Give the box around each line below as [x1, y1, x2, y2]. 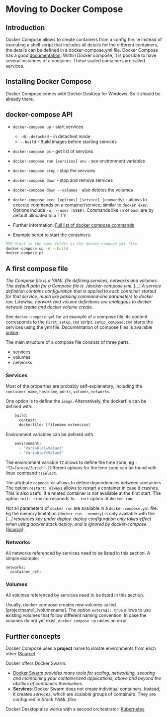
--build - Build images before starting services [20, 139, 117, 144]
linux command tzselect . [5, 470, 58, 476]
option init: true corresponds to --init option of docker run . [5, 495, 134, 501]
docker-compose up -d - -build [5, 246, 69, 251]
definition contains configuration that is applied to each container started [5, 288, 156, 294]
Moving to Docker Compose [5, 3, 123, 15]
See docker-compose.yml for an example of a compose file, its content [5, 314, 148, 320]
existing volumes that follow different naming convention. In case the [5, 612, 147, 618]
